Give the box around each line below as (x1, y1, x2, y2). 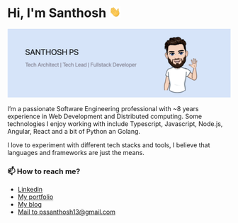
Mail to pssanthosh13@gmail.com (17, 207, 115, 217)
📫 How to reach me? (7, 166, 81, 176)
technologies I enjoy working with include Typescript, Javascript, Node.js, (7, 119, 223, 128)
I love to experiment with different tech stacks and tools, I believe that (7, 140, 210, 149)
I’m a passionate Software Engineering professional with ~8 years (7, 104, 199, 113)
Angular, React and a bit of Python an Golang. (7, 127, 140, 135)
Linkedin (17, 185, 43, 194)
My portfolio (17, 193, 54, 201)
